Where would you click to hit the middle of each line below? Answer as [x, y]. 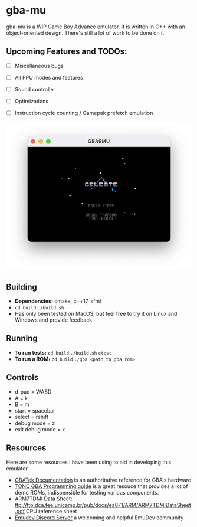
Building [22, 287]
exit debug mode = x [40, 429]
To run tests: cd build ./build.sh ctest [63, 352]
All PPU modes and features [49, 77]
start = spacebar [35, 410]
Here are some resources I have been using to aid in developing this [89, 462]
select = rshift [32, 417]
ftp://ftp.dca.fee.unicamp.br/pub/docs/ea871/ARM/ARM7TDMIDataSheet [103, 505]
